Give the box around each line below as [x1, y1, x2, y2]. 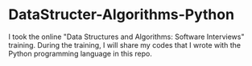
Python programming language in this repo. [8, 49, 153, 58]
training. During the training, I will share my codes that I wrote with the [8, 40, 242, 49]
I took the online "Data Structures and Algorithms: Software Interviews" [8, 32, 245, 41]
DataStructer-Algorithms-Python [8, 6, 235, 24]
